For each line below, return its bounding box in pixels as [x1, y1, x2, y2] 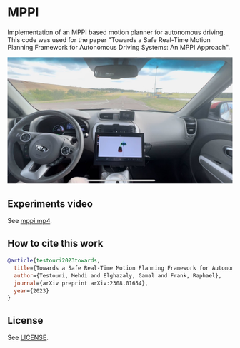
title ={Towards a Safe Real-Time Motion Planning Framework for [14, 265, 209, 272]
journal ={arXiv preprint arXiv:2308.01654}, [14, 280, 149, 287]
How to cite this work [7, 237, 104, 250]
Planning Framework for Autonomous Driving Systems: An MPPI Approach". [7, 43, 231, 51]
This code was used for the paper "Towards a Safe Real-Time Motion [7, 35, 211, 43]
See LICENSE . [7, 333, 49, 342]
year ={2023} [14, 287, 50, 295]
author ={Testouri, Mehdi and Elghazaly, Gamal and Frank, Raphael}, [14, 272, 222, 279]
